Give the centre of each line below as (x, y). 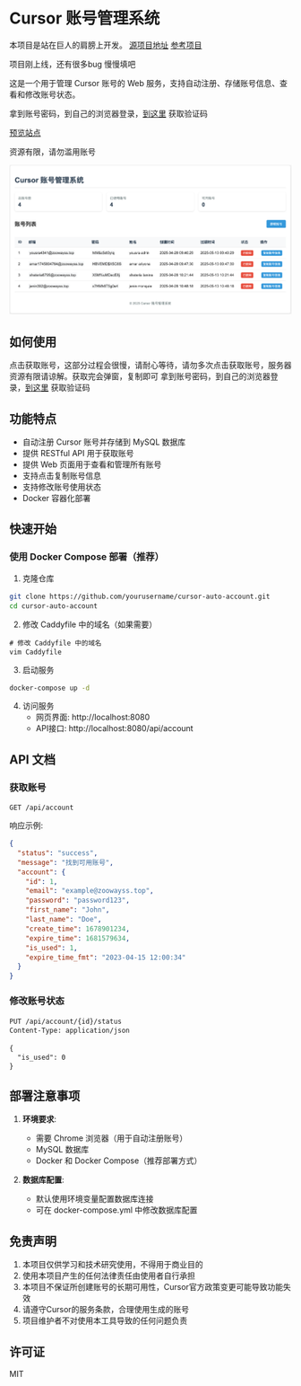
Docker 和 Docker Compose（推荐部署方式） (119, 1161)
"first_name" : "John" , (68, 910)
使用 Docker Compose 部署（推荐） (86, 557)
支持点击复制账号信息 (61, 476)
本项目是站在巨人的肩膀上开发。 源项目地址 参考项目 (106, 45)
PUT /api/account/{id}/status (66, 1021)
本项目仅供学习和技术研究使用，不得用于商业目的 (112, 1265)
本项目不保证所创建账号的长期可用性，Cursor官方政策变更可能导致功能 (153, 1287)
